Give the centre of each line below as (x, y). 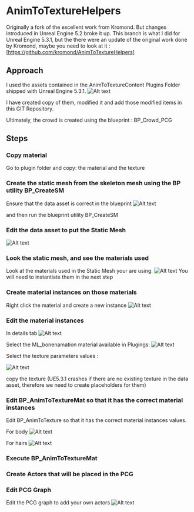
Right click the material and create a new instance (66, 305)
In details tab (22, 333)
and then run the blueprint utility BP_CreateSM (62, 215)
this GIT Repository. (30, 108)
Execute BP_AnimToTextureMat (52, 459)
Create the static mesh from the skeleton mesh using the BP (93, 183)
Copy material (26, 155)
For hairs (17, 443)
